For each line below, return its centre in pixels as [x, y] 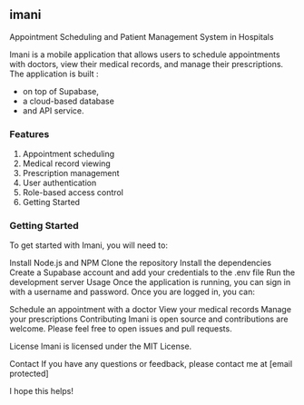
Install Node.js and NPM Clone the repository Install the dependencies [141, 263]
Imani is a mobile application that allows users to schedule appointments [145, 54]
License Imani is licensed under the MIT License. [101, 346]
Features [29, 133]
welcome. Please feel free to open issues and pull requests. [121, 329]
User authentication [59, 183]
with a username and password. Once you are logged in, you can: [132, 292]
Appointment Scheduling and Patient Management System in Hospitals [142, 36]
